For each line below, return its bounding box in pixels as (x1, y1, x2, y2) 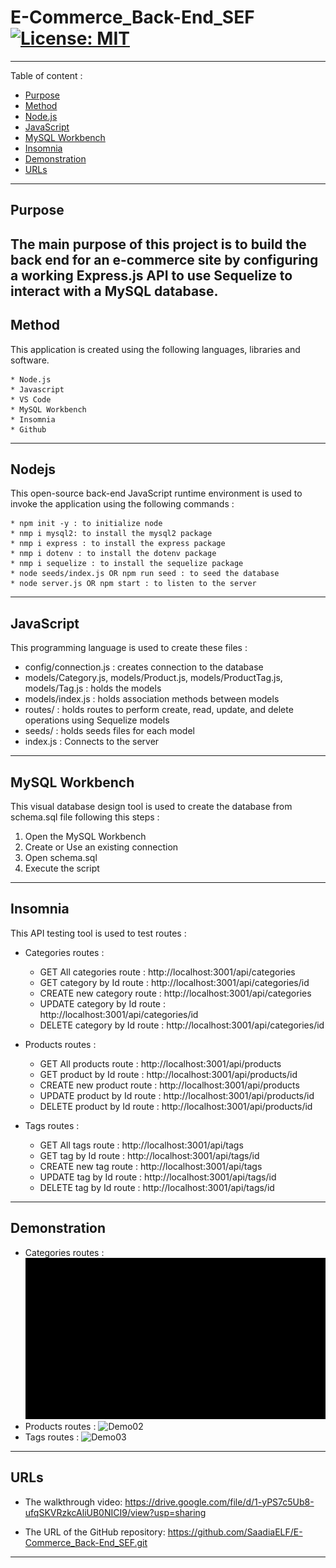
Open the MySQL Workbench (24, 830, 147, 842)
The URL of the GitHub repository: (24, 1526, 166, 1538)
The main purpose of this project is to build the (10, 236, 307, 253)
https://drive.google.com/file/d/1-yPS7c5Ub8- (124, 1496, 315, 1508)
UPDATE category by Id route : (39, 997, 166, 1010)
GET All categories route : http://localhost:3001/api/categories (39, 966, 296, 978)
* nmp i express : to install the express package (10, 539, 226, 549)
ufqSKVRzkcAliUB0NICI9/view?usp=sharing (24, 1506, 207, 1518)
